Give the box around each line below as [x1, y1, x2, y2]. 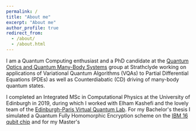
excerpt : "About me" [6, 19, 57, 25]
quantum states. [6, 82, 45, 89]
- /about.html [11, 42, 46, 47]
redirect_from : [6, 30, 43, 36]
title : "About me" [6, 14, 51, 20]
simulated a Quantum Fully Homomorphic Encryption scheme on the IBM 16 [6, 112, 188, 119]
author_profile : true [6, 25, 59, 31]
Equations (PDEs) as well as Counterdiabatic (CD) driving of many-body [6, 75, 180, 82]
